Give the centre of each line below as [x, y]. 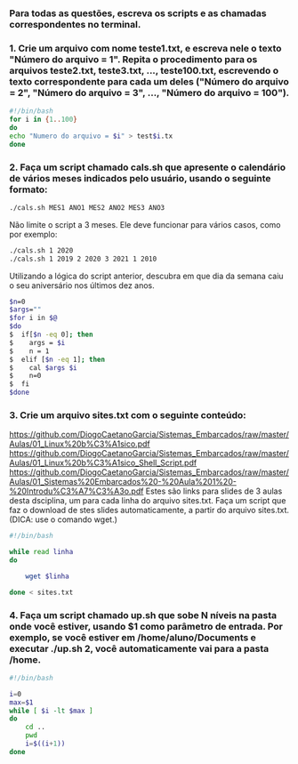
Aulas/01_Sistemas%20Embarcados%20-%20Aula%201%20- [123, 482]
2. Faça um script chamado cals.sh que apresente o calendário [148, 167]
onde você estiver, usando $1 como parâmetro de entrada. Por [146, 626]
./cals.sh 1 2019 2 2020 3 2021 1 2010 [83, 259]
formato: [28, 189]
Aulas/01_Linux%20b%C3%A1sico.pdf [80, 444]
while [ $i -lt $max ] [51, 711]
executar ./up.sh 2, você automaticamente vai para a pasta [139, 648]
